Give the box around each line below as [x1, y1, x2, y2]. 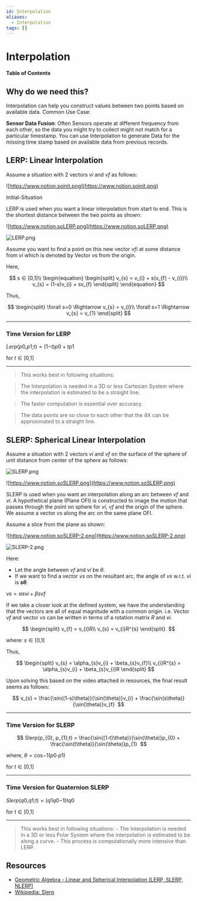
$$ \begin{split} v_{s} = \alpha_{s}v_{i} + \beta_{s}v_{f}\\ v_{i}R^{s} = [16, 659, 181, 666]
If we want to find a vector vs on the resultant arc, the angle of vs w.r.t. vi [14, 573, 191, 580]
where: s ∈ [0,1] [6, 636, 45, 643]
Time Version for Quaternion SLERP [6, 784, 110, 792]
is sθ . [14, 578, 28, 585]
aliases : [6, 14, 28, 20]
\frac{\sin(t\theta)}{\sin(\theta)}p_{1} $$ [50, 740, 147, 748]
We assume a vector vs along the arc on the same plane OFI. [6, 509, 153, 516]
